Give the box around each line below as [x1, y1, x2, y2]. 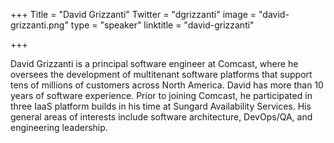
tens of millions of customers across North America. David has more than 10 [10, 79, 324, 91]
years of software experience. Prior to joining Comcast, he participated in [10, 90, 313, 101]
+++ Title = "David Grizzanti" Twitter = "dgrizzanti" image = [10, 9, 257, 20]
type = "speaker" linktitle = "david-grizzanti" [70, 19, 255, 31]
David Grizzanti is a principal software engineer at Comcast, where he [10, 58, 299, 69]
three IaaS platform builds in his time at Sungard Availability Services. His [10, 100, 312, 112]
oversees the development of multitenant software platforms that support [10, 69, 313, 80]
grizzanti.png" [10, 19, 69, 31]
